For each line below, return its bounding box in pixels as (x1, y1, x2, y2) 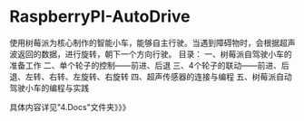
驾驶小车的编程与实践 (9, 82, 89, 93)
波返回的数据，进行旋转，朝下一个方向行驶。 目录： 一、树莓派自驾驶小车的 (9, 48, 292, 60)
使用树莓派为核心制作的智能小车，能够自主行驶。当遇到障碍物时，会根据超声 (9, 37, 296, 48)
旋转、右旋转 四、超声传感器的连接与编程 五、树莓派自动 (80, 70, 292, 82)
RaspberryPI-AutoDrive (9, 6, 191, 27)
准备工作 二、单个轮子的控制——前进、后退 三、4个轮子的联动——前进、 (9, 60, 281, 70)
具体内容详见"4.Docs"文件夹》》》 (9, 101, 131, 112)
